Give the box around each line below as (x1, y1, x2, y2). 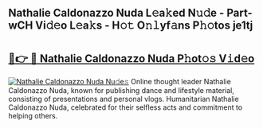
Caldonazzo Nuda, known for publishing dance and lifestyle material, (8, 86, 235, 95)
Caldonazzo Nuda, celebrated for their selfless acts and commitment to (8, 103, 243, 112)
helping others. (8, 111, 58, 120)
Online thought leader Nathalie (131, 77, 231, 86)
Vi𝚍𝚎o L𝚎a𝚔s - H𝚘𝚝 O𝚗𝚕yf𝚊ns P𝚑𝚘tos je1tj (35, 19, 253, 33)
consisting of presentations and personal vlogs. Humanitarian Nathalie (8, 95, 239, 103)
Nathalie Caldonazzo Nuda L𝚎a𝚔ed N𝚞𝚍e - (8, 6, 225, 20)
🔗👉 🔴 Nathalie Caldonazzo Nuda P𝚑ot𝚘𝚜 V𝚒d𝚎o (8, 52, 255, 65)
